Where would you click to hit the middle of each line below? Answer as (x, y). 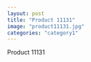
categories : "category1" (43, 33)
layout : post (26, 13)
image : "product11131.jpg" (46, 26)
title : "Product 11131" (41, 20)
